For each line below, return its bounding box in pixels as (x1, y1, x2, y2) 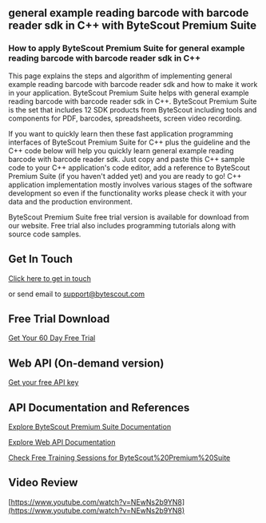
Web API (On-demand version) (8, 356, 165, 370)
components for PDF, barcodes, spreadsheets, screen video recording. (8, 113, 242, 123)
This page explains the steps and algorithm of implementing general (8, 71, 232, 81)
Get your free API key (8, 378, 79, 387)
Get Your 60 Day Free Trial (8, 333, 96, 343)
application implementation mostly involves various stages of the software (8, 180, 253, 189)
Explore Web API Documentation (8, 437, 116, 446)
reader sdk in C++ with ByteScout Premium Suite (8, 19, 257, 33)
